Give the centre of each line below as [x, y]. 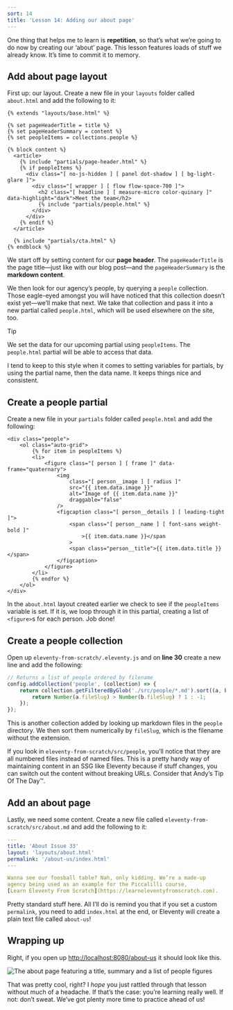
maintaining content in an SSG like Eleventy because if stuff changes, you [112, 766]
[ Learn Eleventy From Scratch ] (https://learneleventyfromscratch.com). [113, 891]
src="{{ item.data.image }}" [111, 488]
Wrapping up [36, 941]
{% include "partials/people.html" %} [94, 205]
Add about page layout [57, 76]
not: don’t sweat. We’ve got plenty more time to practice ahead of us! [106, 999]
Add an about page [49, 803]
